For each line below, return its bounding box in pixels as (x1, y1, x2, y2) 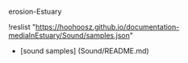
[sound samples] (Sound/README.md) (19, 46, 149, 55)
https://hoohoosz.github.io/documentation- (35, 22, 180, 31)
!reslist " (8, 22, 36, 31)
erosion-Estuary (8, 7, 62, 16)
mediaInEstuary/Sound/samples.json (8, 31, 131, 40)
